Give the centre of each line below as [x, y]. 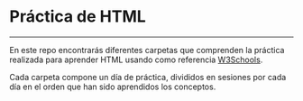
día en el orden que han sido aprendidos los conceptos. [113, 87]
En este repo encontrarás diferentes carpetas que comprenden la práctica [147, 50]
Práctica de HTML [78, 17]
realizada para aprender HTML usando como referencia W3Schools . [136, 60]
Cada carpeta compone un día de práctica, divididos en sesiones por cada [148, 77]
